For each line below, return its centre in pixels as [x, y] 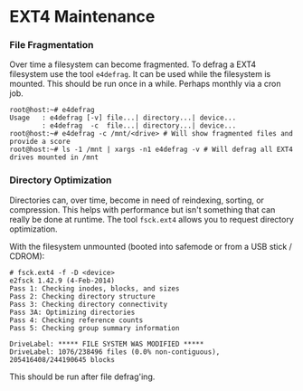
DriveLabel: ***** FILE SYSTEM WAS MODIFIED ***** [107, 344]
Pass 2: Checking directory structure [82, 296]
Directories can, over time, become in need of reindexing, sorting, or [137, 200]
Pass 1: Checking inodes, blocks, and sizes [95, 288]
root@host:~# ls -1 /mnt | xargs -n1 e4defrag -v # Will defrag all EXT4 [151, 150]
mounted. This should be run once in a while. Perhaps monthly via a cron [146, 84]
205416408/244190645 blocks [62, 359]
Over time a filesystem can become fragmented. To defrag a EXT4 [133, 64]
